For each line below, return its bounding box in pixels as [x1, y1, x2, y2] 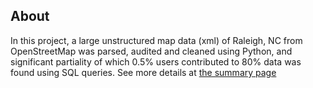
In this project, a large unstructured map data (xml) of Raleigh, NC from [10, 34, 303, 46]
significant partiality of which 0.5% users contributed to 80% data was [10, 55, 302, 68]
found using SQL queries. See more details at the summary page [10, 66, 277, 78]
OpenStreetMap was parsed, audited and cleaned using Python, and [10, 45, 293, 57]
